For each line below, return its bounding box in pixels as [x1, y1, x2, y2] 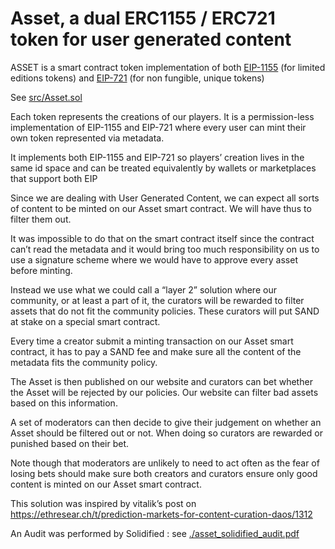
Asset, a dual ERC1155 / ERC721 [10, 7, 276, 30]
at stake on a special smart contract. [10, 315, 161, 327]
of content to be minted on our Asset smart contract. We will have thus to [10, 202, 312, 214]
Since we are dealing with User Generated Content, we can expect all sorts [10, 192, 320, 204]
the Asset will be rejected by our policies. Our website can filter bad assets [10, 386, 319, 398]
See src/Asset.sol [10, 91, 83, 103]
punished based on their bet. [10, 437, 130, 449]
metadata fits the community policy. [10, 356, 158, 368]
